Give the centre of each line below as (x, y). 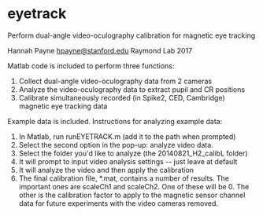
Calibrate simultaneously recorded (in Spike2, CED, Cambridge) (122, 97)
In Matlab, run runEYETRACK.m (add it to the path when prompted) (127, 136)
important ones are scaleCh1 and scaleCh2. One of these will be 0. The (134, 186)
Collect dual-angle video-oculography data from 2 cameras (115, 81)
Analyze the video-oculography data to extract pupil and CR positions (132, 89)
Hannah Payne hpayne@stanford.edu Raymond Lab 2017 (100, 50)
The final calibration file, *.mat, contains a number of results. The (124, 178)
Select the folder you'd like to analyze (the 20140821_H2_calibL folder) (133, 153)
